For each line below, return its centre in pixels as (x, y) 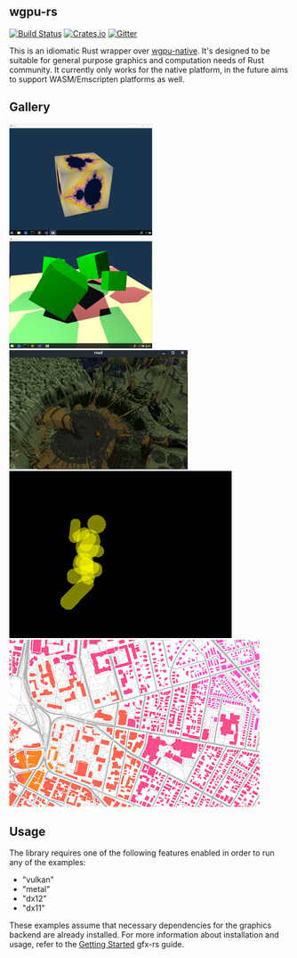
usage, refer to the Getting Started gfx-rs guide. (97, 945)
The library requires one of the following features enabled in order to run (142, 853)
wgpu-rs (33, 12)
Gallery (30, 107)
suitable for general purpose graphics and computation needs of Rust (137, 60)
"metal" (36, 889)
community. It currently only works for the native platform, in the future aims (149, 70)
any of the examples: (48, 863)
